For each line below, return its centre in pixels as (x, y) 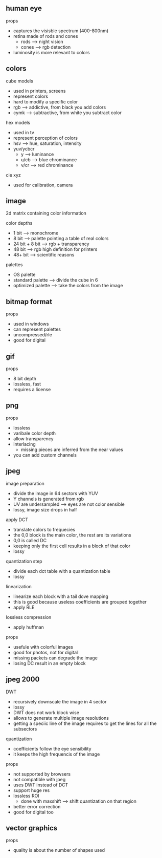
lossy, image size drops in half (45, 509)
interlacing (25, 444)
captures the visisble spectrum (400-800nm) (61, 31)
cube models (20, 81)
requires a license (32, 390)
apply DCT (17, 520)
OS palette (24, 275)
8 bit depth (25, 379)
